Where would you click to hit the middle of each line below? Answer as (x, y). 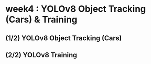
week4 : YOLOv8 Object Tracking (76, 9)
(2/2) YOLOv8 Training (41, 55)
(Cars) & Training (41, 20)
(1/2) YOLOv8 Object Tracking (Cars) (63, 38)
